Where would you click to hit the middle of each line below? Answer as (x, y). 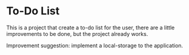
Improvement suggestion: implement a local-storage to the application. (95, 45)
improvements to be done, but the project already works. (77, 33)
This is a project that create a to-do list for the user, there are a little (91, 27)
